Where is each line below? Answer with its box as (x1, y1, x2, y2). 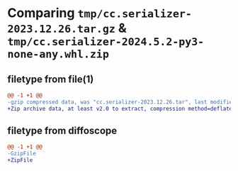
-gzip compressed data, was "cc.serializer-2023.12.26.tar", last (7, 98, 208, 106)
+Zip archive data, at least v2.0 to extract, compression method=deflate (7, 105, 233, 112)
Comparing (7, 5, 75, 21)
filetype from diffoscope (7, 125, 118, 137)
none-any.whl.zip (7, 48, 110, 61)
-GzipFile (7, 150, 37, 158)
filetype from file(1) (7, 73, 94, 85)
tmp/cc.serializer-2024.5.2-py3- (7, 35, 205, 49)
